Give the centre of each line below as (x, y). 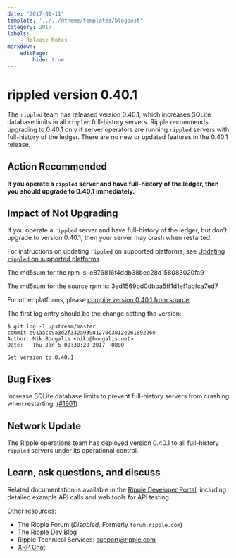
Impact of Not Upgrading (63, 213)
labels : (19, 34)
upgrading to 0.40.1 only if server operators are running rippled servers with (118, 129)
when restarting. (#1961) (43, 404)
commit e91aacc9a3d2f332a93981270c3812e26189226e (82, 333)
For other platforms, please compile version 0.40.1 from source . (99, 300)
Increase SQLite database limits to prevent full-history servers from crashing (118, 396)
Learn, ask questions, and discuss (84, 473)
